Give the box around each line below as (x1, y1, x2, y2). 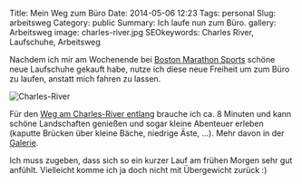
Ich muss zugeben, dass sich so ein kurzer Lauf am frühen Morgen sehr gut (9, 155, 293, 166)
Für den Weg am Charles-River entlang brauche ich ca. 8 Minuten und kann (9, 109, 292, 119)
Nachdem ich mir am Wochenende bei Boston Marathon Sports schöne (9, 54, 276, 64)
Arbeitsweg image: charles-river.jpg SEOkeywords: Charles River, (9, 27, 254, 37)
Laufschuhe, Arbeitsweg (9, 36, 102, 47)
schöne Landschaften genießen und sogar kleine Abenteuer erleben (9, 118, 265, 129)
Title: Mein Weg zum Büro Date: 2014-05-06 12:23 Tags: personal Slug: (9, 8, 277, 18)
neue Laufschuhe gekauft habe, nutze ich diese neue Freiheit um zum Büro (9, 63, 290, 74)
